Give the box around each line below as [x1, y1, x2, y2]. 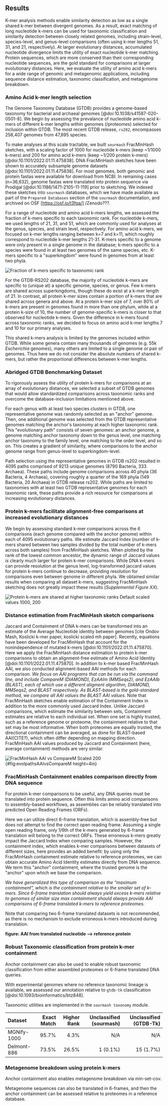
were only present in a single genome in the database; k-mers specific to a [5, 242, 159, 248]
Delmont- [7, 1043, 31, 1050]
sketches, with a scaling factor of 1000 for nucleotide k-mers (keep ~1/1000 [5, 147, 161, 153]
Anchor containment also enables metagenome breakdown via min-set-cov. [5, 1075, 161, 1081]
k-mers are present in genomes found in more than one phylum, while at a [5, 304, 158, 310]
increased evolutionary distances [5, 514, 88, 521]
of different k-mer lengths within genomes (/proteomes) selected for [16, 121, 157, 127]
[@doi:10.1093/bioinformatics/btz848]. [5, 992, 84, 998]
